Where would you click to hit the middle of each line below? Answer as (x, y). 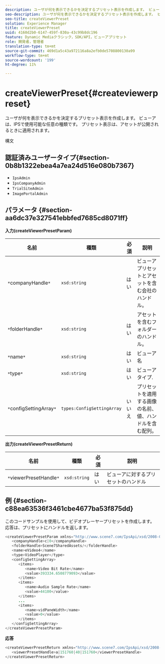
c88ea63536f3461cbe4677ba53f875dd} (69, 509)
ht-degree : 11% (21, 65)
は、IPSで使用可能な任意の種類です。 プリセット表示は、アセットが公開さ (80, 124)
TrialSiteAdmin (28, 188)
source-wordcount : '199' (30, 60)
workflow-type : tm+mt (27, 55)
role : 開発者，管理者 (25, 42)
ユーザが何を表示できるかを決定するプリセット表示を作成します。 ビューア (81, 118)
